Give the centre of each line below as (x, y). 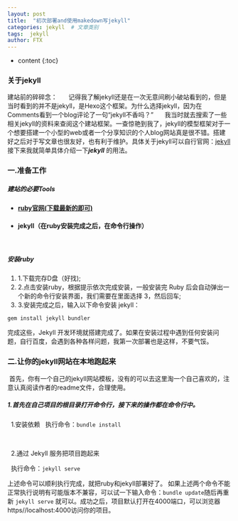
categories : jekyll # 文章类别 (53, 27)
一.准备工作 (27, 171)
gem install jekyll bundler (49, 318)
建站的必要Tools (31, 188)
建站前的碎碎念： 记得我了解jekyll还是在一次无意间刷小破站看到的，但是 (117, 97)
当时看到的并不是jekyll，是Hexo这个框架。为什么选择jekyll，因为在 (105, 106)
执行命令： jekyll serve (45, 468)
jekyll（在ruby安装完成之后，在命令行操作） (82, 225)
